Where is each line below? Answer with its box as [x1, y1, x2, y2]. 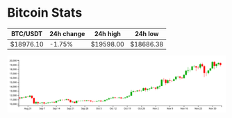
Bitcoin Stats [7, 5, 83, 21]
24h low [134, 30, 159, 38]
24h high [94, 30, 122, 38]
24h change [49, 30, 85, 38]
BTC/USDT [11, 30, 43, 38]
